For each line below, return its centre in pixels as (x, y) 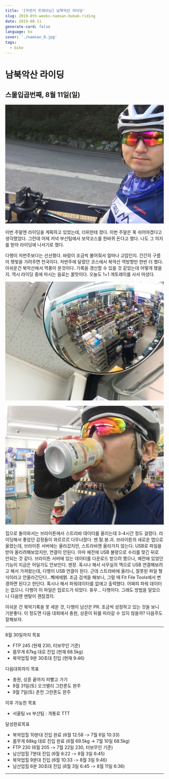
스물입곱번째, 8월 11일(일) (43, 95)
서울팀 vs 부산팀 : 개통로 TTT (41, 713)
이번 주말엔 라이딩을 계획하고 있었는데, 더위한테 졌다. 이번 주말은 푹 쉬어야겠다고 (84, 232)
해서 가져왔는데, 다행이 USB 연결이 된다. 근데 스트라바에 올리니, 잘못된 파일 (84, 571)
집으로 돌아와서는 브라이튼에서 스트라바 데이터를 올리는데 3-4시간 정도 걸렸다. (81, 533)
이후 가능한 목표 (21, 703)
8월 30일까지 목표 (23, 635)
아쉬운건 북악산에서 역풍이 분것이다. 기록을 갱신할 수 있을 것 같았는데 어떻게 (79, 268)
